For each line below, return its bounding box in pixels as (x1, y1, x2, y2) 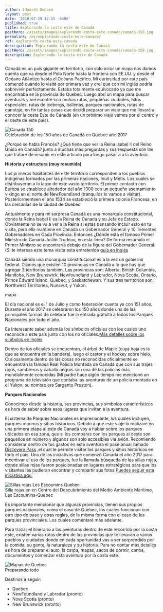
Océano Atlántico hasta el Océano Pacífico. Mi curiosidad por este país (5, 76, 148, 82)
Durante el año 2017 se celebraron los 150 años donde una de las (5, 306, 136, 312)
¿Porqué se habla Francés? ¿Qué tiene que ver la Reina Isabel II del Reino (5, 142, 152, 147)
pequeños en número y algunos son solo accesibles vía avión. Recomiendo (5, 436, 156, 442)
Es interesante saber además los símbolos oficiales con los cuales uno (5, 326, 146, 332)
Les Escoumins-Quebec (5, 492, 54, 498)
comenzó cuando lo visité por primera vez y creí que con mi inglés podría (5, 81, 152, 87)
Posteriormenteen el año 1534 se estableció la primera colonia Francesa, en (5, 197, 157, 202)
